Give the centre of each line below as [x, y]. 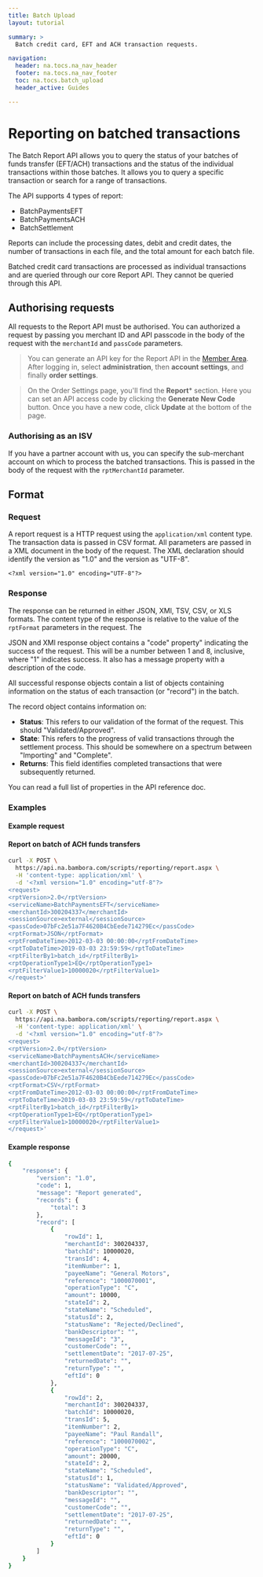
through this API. [35, 283]
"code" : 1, [54, 1186]
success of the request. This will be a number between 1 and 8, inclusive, [126, 650]
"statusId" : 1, [89, 1478]
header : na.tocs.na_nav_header [66, 66]
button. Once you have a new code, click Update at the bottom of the [139, 407]
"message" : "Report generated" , [89, 1193]
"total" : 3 [68, 1207]
